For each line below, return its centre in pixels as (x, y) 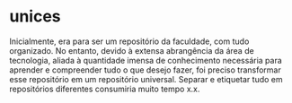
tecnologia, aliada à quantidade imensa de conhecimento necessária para (146, 60)
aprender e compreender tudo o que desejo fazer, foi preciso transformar (145, 70)
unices (35, 17)
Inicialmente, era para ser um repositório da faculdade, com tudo (129, 41)
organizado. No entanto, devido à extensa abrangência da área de (132, 50)
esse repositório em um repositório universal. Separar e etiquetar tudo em (146, 79)
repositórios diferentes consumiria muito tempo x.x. (105, 89)
